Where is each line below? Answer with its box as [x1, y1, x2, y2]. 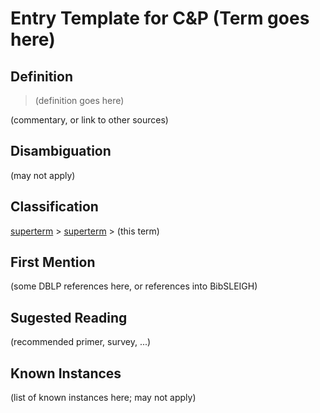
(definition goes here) [34, 95, 125, 106]
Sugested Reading [10, 309, 128, 326]
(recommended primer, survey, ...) [10, 336, 152, 348]
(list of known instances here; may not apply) [10, 392, 197, 404]
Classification [10, 198, 99, 216]
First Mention [10, 254, 96, 271]
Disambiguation [10, 143, 112, 160]
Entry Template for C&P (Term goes [10, 7, 310, 30]
